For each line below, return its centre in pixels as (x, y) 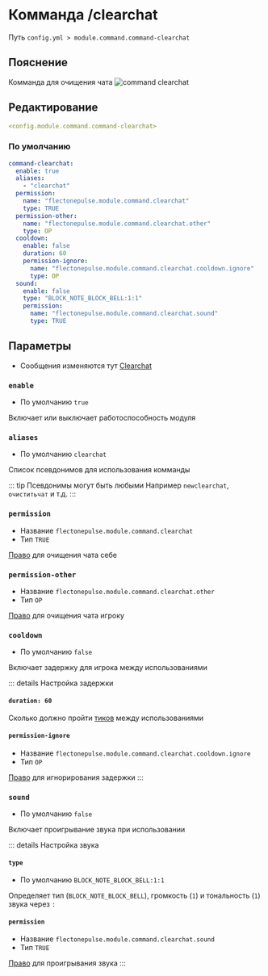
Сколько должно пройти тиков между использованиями (106, 718)
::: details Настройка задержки (61, 683)
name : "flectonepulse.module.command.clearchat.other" (117, 224)
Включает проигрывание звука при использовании (97, 829)
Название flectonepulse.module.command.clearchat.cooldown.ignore (135, 753)
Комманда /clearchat (83, 15)
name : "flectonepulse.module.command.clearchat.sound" (124, 314)
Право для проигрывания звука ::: (67, 963)
